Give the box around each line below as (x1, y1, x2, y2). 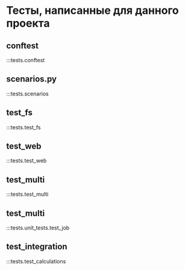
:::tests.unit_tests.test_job (6, 224, 70, 231)
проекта (6, 16, 50, 30)
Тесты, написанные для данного (6, 4, 179, 18)
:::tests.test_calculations (6, 257, 66, 265)
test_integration (6, 242, 67, 252)
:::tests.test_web (6, 157, 47, 164)
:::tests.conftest (6, 57, 45, 63)
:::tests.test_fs (6, 123, 41, 130)
